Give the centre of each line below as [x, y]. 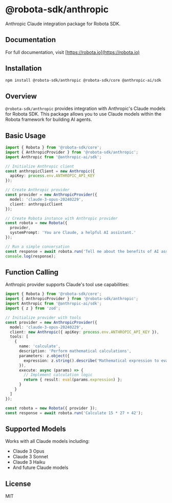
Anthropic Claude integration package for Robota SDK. [63, 24]
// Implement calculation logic [58, 375]
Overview [21, 96]
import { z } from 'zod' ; [33, 308]
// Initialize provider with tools [43, 318]
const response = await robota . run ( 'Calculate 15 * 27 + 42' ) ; [74, 413]
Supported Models [36, 429]
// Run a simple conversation [38, 247]
